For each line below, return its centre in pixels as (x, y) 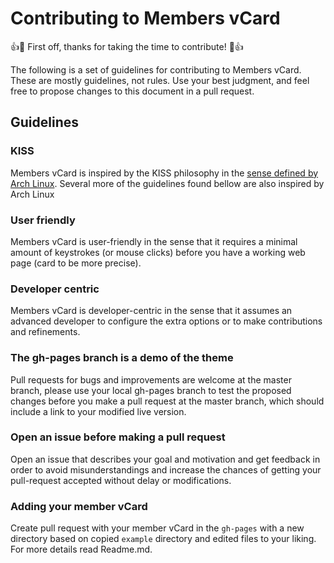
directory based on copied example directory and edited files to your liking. (163, 539)
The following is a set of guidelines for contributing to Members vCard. (156, 69)
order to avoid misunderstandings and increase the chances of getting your (166, 469)
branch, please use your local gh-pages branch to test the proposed (151, 390)
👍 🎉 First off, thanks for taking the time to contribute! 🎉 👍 (127, 46)
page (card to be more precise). (76, 263)
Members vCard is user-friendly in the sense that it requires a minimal (154, 241)
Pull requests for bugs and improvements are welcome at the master (151, 379)
